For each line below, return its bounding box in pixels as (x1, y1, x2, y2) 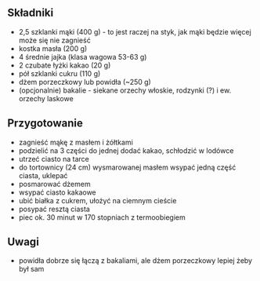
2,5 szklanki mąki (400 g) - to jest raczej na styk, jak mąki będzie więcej (18, 27, 251, 36)
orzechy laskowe (18, 93, 74, 103)
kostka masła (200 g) (18, 43, 88, 53)
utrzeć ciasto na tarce (18, 154, 89, 163)
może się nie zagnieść (18, 35, 91, 45)
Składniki (7, 6, 54, 20)
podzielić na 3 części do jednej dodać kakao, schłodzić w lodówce (18, 145, 234, 155)
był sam (18, 265, 45, 274)
